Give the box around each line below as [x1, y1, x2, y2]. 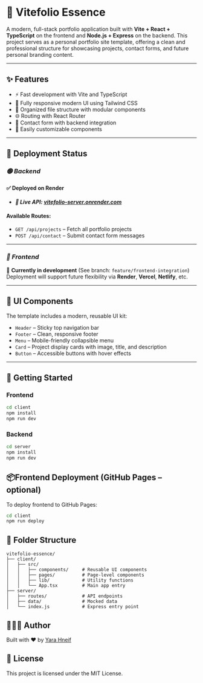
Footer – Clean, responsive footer [14, 330, 98, 338]
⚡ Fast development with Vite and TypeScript [14, 91, 127, 98]
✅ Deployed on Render [6, 184, 65, 191]
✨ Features [6, 74, 49, 85]
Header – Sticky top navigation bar [14, 324, 100, 331]
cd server [6, 444, 31, 450]
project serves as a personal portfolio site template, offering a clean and [6, 38, 185, 45]
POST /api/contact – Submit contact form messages [14, 232, 145, 239]
